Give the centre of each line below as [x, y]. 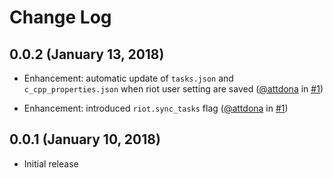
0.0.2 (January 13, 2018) [87, 54]
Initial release [51, 163]
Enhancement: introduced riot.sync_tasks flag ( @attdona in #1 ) [156, 108]
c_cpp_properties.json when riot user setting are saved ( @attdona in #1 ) [173, 89]
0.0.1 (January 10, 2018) [85, 139]
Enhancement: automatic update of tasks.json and [128, 78]
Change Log [60, 17]
